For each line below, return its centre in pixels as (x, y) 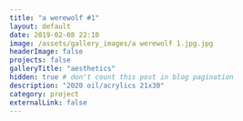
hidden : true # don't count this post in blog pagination (121, 77)
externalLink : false (49, 102)
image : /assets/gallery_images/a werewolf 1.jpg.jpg (111, 43)
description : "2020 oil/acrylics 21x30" (87, 86)
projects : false (40, 60)
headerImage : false (46, 52)
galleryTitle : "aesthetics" (63, 69)
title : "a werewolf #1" (55, 18)
